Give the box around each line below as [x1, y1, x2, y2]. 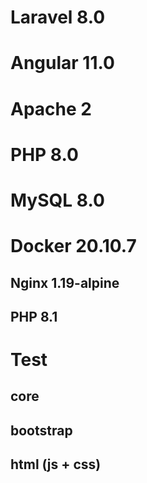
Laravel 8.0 [10, 6, 106, 29]
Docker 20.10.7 [10, 235, 137, 258]
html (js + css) [10, 456, 102, 473]
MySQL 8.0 [10, 189, 105, 211]
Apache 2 [10, 97, 92, 120]
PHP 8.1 [10, 308, 58, 325]
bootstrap [10, 422, 73, 439]
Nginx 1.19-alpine [10, 274, 120, 291]
